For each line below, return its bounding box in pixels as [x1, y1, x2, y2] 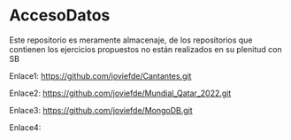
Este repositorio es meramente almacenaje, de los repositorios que [9, 35, 253, 45]
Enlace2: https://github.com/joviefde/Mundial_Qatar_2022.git [9, 88, 232, 98]
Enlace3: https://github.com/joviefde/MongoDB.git [9, 105, 193, 115]
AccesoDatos [9, 5, 111, 26]
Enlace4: [9, 121, 42, 133]
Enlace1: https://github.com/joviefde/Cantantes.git [9, 70, 192, 81]
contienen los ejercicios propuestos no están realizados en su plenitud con [9, 43, 282, 54]
